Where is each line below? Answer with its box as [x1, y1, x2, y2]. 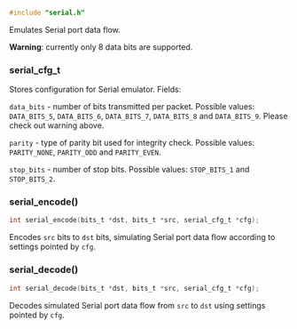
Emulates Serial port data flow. [9, 24, 121, 35]
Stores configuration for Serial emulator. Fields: [9, 84, 182, 95]
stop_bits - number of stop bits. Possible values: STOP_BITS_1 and [9, 164, 250, 175]
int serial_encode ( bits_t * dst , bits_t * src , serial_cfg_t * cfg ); [9, 216, 260, 225]
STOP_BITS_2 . [9, 173, 56, 184]
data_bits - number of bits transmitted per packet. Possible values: [9, 101, 255, 112]
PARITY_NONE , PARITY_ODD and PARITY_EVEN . [9, 147, 161, 157]
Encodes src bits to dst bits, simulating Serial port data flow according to [9, 232, 276, 243]
